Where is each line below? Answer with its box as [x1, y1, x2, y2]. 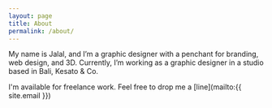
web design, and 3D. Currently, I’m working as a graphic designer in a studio [8, 58, 264, 67]
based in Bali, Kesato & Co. [8, 67, 99, 76]
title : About [8, 19, 53, 28]
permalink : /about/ [8, 27, 75, 35]
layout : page [8, 11, 53, 20]
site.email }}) [8, 91, 51, 101]
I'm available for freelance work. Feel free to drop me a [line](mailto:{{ [8, 82, 242, 92]
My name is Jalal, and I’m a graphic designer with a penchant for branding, [8, 50, 259, 59]
